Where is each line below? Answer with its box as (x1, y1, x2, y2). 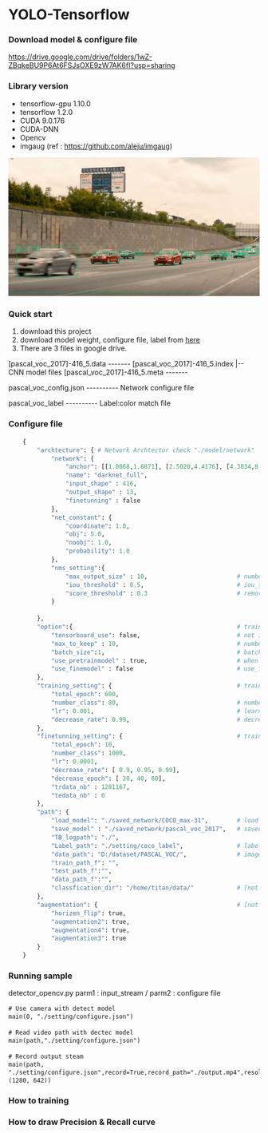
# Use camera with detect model (8, 1004, 116, 1013)
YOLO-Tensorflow (8, 6, 130, 24)
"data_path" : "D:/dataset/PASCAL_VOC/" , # (50, 850, 241, 858)
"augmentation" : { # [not (37, 901, 259, 909)
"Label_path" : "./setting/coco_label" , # (50, 842, 241, 850)
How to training (8, 1095, 69, 1107)
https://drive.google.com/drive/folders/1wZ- (8, 52, 153, 61)
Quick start (8, 309, 53, 320)
